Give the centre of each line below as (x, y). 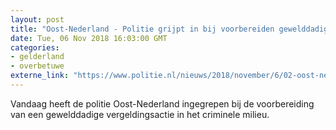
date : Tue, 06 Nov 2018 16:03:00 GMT (89, 38)
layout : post (37, 19)
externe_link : (40, 76)
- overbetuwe (37, 66)
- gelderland (37, 57)
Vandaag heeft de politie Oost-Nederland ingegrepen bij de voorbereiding (162, 103)
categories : (35, 47)
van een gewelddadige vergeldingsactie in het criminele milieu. (140, 114)
